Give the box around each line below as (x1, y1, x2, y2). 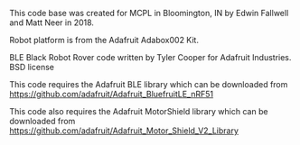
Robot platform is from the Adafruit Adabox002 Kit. (9, 35, 199, 45)
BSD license (9, 62, 54, 72)
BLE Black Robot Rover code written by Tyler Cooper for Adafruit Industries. (9, 52, 292, 62)
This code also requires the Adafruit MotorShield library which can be (9, 106, 268, 116)
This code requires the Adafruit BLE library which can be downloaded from (9, 79, 288, 89)
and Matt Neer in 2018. (9, 17, 95, 28)
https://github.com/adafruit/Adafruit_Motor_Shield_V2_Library (9, 125, 239, 136)
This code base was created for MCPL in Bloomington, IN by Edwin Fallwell (9, 8, 289, 18)
